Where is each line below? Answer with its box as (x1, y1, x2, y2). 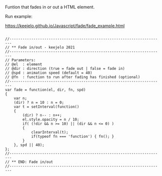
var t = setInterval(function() (14, 104, 79, 109)
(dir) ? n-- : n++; (22, 113, 62, 118)
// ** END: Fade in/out (5, 160, 54, 164)
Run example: (5, 14, 33, 19)
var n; (14, 96, 27, 101)
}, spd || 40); (14, 143, 45, 147)
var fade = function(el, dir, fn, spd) (5, 87, 86, 92)
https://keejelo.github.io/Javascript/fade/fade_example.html (5, 23, 125, 29)
